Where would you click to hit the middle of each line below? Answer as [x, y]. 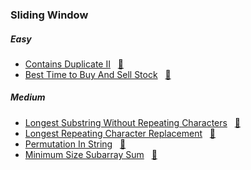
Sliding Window [49, 15]
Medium [28, 97]
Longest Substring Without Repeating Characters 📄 [132, 122]
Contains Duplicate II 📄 [74, 64]
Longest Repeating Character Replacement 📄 [120, 133]
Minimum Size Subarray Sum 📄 [91, 154]
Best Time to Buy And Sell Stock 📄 [98, 74]
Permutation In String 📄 [75, 144]
